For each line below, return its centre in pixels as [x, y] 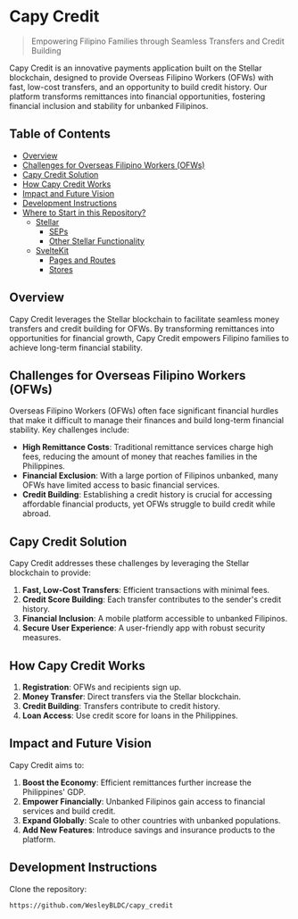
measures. [41, 638]
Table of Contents [60, 134]
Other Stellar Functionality [97, 241]
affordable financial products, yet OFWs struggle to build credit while [149, 504]
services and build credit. [69, 811]
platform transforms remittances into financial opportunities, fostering [137, 96]
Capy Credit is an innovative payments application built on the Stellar [136, 68]
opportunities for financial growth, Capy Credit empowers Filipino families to [149, 338]
